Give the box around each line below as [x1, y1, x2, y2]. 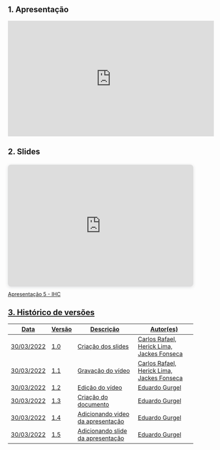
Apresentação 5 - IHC [8, 290, 61, 297]
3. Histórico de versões [8, 308, 95, 318]
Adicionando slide [77, 427, 127, 435]
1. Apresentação [8, 5, 69, 15]
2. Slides [8, 147, 41, 157]
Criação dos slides [77, 342, 129, 350]
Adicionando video [77, 409, 130, 418]
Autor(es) [150, 325, 178, 333]
